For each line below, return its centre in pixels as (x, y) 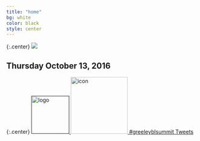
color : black (23, 23)
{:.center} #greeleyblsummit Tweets (100, 132)
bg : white (19, 18)
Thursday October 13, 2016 (58, 66)
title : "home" (24, 12)
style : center (24, 29)
